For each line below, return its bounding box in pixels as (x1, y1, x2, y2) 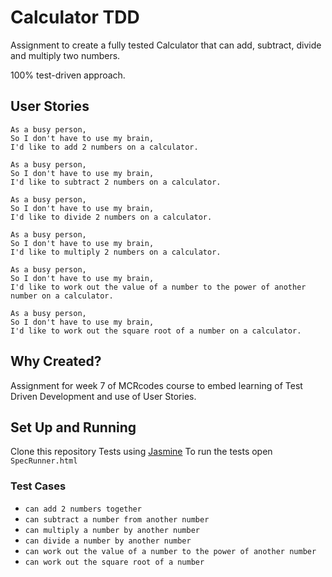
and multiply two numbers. (10, 49, 121, 61)
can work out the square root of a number (24, 557, 205, 567)
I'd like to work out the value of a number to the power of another (10, 282, 307, 292)
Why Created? (10, 353, 102, 370)
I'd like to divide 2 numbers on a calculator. (10, 212, 213, 222)
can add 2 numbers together (24, 504, 142, 514)
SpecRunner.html (10, 456, 78, 466)
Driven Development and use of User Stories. (10, 390, 197, 402)
